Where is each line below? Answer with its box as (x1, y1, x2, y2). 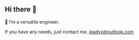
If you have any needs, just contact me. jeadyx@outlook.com (5, 29, 134, 35)
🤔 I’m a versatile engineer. (5, 18, 59, 25)
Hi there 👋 (5, 5, 37, 14)
